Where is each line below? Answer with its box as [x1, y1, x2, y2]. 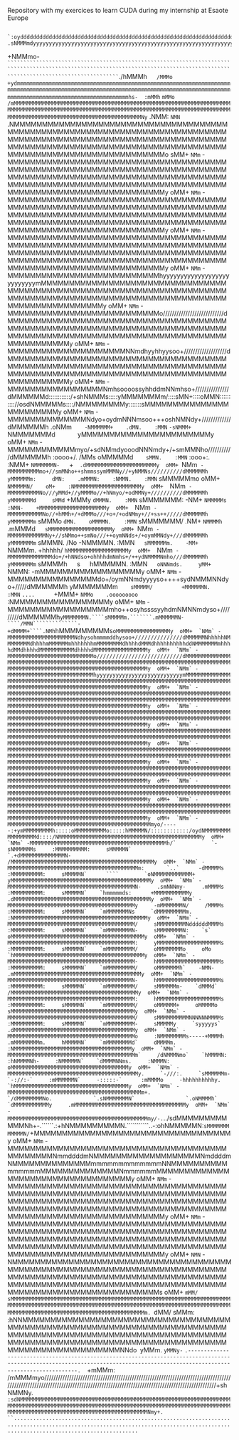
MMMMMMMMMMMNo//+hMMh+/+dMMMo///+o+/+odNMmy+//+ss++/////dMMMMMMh [7, 511, 208, 518]
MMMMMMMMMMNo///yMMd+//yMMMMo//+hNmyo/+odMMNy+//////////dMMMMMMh [7, 489, 208, 496]
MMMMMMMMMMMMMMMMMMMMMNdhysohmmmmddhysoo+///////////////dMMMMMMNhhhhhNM [7, 634, 231, 641]
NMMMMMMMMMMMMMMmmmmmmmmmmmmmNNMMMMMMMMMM [7, 1159, 228, 1167]
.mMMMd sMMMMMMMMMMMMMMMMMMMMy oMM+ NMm [7, 525, 154, 533]
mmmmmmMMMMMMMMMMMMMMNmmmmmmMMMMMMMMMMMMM [7, 1167, 230, 1175]
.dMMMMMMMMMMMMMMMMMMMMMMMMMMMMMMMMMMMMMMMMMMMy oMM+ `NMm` [7, 896, 196, 903]
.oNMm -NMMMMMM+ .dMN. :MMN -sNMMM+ [50, 423, 192, 431]
